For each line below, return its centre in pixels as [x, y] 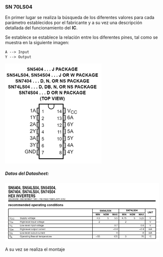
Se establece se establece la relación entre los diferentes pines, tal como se [81, 37]
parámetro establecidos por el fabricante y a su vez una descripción [74, 23]
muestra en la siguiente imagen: [37, 43]
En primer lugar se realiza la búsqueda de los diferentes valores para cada [80, 18]
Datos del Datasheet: [27, 173]
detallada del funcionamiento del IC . [41, 28]
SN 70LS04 [19, 7]
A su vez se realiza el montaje [35, 249]
